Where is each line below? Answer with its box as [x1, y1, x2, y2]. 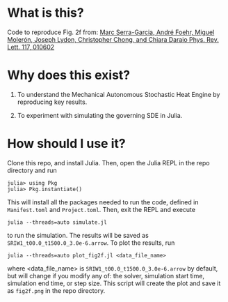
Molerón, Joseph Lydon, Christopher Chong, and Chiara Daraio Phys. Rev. [7, 35, 219, 43]
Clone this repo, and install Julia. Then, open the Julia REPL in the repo [7, 158, 210, 167]
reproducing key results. [17, 98, 88, 106]
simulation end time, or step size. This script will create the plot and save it [7, 279, 221, 287]
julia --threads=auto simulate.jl [7, 218, 108, 226]
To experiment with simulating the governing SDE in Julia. [17, 111, 183, 119]
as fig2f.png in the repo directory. [7, 286, 106, 294]
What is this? [7, 5, 85, 21]
